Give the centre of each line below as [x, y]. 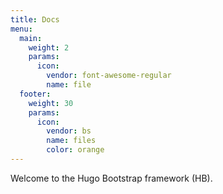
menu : [21, 29]
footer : [35, 94]
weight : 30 [51, 103]
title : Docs [35, 19]
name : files [71, 141]
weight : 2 [49, 47]
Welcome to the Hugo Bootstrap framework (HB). [111, 178]
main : [31, 38]
